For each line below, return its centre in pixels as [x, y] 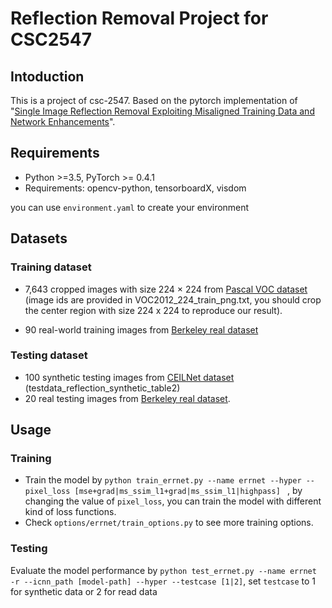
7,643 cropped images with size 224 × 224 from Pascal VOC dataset [166, 289]
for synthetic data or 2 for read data [84, 591]
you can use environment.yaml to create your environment [130, 207]
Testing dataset [49, 355]
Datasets [39, 238]
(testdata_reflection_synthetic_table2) [102, 388]
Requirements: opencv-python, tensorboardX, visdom [135, 188]
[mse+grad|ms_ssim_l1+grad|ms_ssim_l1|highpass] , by [188, 491]
